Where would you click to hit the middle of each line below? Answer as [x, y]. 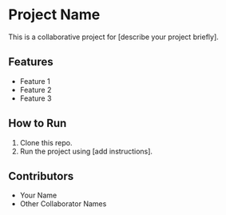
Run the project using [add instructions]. [86, 151]
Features [31, 62]
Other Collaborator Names [63, 204]
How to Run [38, 123]
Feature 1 [35, 81]
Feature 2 [36, 90]
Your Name [38, 195]
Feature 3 [36, 98]
